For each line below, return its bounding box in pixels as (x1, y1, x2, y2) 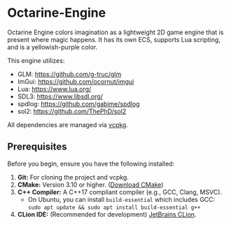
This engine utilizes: (7, 56, 65, 64)
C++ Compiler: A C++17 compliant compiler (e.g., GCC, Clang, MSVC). (17, 187, 223, 196)
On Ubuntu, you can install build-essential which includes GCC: (27, 195, 216, 203)
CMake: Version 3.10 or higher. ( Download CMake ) (17, 180, 164, 189)
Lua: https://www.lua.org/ (17, 85, 92, 93)
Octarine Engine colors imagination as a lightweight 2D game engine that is (7, 28, 224, 36)
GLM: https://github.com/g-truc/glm (17, 70, 122, 78)
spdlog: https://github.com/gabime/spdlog (17, 99, 140, 108)
